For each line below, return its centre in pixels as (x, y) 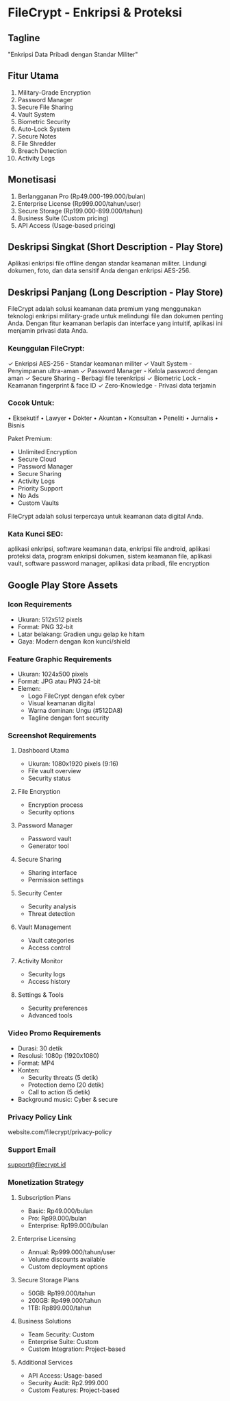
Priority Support (40, 488)
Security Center (40, 893)
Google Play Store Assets (63, 585)
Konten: (29, 1070)
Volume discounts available (66, 1259)
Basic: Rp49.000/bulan (60, 1211)
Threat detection (51, 914)
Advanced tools (50, 1015)
